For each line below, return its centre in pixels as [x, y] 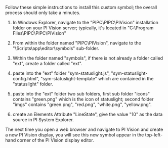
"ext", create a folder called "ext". [47, 63]
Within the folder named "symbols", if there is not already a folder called [88, 58]
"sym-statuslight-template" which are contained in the [97, 79]
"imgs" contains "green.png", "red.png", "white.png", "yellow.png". [82, 105]
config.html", [26, 79]
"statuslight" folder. [33, 84]
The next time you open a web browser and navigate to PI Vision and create [84, 129]
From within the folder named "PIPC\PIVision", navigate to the [77, 43]
